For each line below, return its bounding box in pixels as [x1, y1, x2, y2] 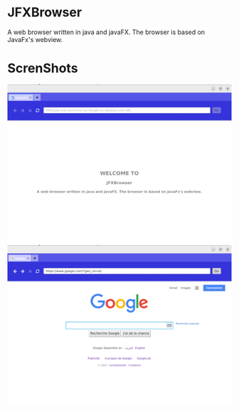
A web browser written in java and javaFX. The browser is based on [7, 28, 205, 36]
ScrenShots [7, 60, 78, 77]
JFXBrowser [7, 4, 83, 21]
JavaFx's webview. [7, 35, 63, 43]
